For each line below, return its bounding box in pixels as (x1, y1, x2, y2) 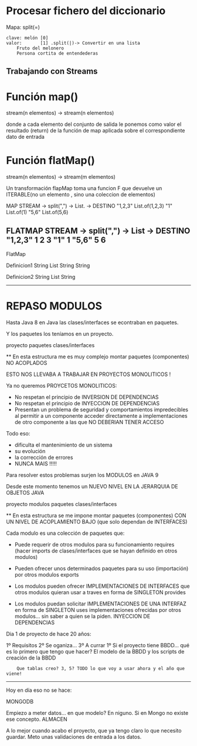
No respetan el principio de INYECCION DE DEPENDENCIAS (14, 399, 160, 407)
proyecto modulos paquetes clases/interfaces (6, 500, 117, 507)
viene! (6, 671, 22, 677)
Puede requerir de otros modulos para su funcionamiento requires (14, 541, 175, 548)
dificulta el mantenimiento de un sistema (14, 441, 113, 448)
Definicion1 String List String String (6, 262, 90, 269)
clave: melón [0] (6, 35, 49, 41)
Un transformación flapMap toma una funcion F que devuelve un (6, 185, 162, 192)
